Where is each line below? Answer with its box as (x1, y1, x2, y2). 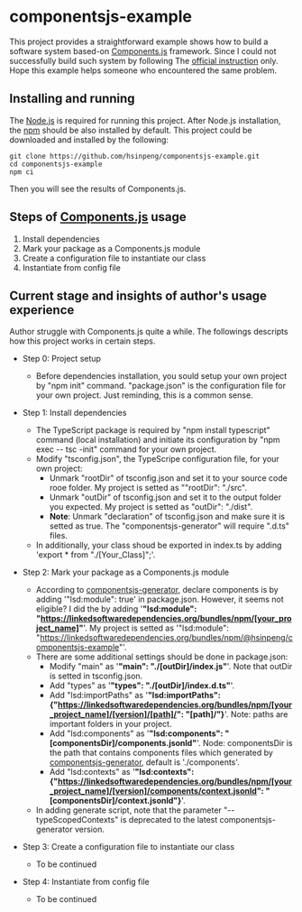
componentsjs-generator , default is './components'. (49, 757, 241, 768)
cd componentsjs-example (9, 160, 103, 169)
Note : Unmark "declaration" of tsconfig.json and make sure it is (49, 511, 286, 522)
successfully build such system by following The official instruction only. (9, 55, 279, 66)
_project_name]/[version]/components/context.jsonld (49, 786, 257, 797)
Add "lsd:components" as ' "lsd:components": (49, 728, 224, 739)
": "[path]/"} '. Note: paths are (176, 709, 288, 720)
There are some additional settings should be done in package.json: (35, 651, 288, 662)
